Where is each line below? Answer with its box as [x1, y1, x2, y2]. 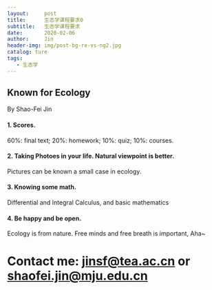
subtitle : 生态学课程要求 [7, 23, 81, 30]
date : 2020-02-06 [7, 29, 76, 37]
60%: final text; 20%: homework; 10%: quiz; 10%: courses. [7, 136, 174, 145]
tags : [7, 55, 23, 62]
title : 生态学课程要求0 [7, 17, 84, 23]
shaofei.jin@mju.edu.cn [7, 268, 148, 284]
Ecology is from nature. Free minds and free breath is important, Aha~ [7, 229, 206, 238]
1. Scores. [7, 121, 36, 130]
